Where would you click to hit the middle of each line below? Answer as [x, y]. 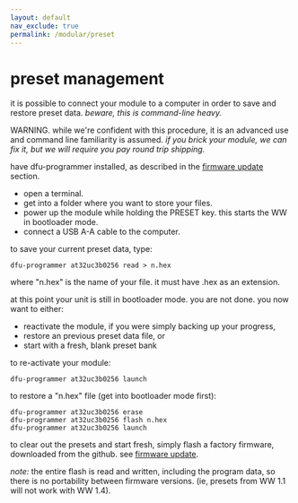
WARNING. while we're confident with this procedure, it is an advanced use [149, 130]
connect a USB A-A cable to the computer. [101, 232]
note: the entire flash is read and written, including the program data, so [143, 472]
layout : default [40, 17]
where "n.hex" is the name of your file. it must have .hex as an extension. [145, 282]
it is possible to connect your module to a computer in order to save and [143, 103]
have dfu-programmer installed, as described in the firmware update [137, 167]
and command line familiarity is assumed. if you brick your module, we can [149, 140]
